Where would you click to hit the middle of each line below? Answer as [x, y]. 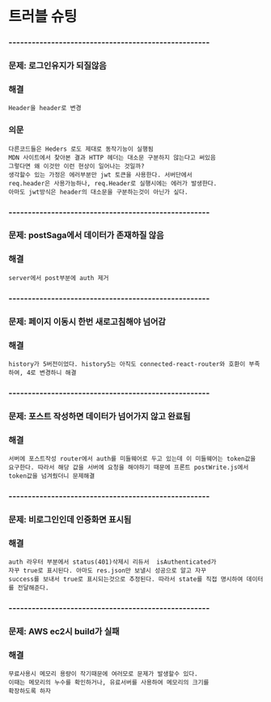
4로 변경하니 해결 [52, 372]
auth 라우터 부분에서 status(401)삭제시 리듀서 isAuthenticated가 [112, 562]
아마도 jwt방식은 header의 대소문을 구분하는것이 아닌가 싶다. [98, 192]
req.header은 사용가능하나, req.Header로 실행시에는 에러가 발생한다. [113, 183]
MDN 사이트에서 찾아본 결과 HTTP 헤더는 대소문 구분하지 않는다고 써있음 [112, 157]
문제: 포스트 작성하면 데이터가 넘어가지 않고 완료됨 [100, 416]
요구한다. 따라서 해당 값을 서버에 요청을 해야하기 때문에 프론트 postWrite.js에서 [129, 468]
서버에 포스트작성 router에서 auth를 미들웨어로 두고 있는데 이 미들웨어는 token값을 [132, 459]
